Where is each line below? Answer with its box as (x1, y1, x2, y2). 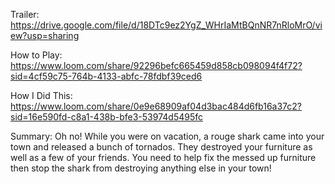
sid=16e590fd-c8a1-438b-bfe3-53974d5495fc (10, 111, 204, 123)
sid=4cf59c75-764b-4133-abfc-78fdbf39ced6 (10, 70, 203, 82)
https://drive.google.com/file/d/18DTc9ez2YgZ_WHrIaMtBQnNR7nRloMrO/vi (10, 19, 323, 31)
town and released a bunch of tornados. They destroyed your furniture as (10, 141, 313, 153)
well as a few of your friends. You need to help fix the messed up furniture (10, 152, 317, 163)
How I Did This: (10, 90, 73, 101)
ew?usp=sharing (10, 30, 80, 41)
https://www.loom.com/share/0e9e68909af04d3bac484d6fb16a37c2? (10, 100, 303, 112)
